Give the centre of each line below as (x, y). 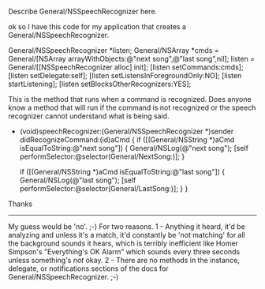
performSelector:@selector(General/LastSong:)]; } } (104, 188)
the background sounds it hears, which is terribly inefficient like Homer (123, 243)
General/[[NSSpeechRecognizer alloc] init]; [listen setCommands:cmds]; (126, 67)
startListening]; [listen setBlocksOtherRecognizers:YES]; (100, 84)
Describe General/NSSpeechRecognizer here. (83, 11)
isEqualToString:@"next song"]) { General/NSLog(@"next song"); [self (134, 148)
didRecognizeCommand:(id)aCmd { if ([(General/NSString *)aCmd (127, 140)
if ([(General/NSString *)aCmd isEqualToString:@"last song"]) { (122, 172)
